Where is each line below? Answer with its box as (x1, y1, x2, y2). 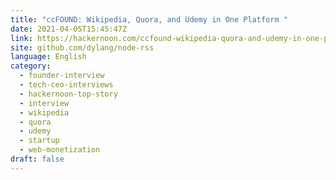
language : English (10, 52, 87, 62)
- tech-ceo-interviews (19, 80, 114, 90)
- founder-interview (19, 71, 105, 81)
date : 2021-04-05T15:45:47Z (10, 24, 128, 34)
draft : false (10, 154, 65, 164)
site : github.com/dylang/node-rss (10, 42, 155, 53)
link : (10, 33, 33, 43)
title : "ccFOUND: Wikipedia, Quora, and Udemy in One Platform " (10, 14, 288, 25)
